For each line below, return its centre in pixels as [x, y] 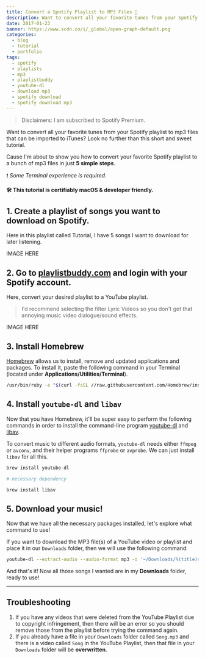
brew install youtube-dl [38, 468]
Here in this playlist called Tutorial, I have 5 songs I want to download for [98, 235]
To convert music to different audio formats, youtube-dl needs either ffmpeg [101, 443]
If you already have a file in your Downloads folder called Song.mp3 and [102, 636]
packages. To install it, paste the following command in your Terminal [93, 368]
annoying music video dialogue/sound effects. [80, 315]
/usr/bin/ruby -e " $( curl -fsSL [47, 385]
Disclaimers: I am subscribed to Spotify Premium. [83, 120]
